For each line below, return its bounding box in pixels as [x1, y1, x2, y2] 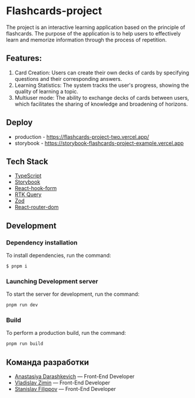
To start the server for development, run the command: [6, 291, 140, 298]
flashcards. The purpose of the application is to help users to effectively [6, 30, 181, 37]
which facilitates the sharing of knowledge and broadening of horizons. [14, 100, 188, 107]
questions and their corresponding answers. [14, 75, 123, 82]
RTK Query [14, 191, 42, 198]
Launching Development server [6, 277, 98, 285]
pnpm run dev [6, 302, 38, 308]
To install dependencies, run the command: [6, 252, 111, 259]
